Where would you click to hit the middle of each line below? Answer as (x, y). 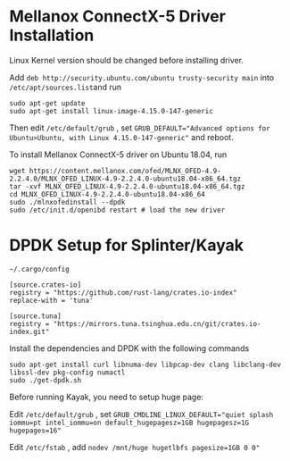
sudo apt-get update (48, 103)
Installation (52, 35)
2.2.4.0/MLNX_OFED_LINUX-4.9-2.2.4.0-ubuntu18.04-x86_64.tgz (125, 179)
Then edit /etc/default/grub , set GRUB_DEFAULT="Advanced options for (140, 128)
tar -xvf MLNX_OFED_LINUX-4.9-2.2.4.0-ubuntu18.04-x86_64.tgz (127, 186)
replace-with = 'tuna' (51, 300)
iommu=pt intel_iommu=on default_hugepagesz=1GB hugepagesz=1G (129, 423)
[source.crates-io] (46, 285)
